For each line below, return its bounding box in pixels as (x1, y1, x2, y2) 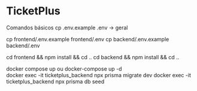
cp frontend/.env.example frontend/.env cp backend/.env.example (6, 35, 169, 43)
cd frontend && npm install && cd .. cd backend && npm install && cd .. (6, 53, 180, 60)
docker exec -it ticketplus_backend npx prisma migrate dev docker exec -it (6, 71, 192, 78)
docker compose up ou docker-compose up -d (6, 65, 122, 72)
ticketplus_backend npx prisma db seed (6, 78, 105, 85)
